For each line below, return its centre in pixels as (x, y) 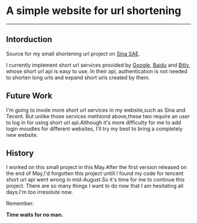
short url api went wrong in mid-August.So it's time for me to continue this (95, 180)
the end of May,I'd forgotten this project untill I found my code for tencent (95, 173)
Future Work (29, 96)
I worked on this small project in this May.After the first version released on (96, 167)
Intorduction (29, 40)
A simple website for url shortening (94, 11)
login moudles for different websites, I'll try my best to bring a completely (94, 128)
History (20, 153)
